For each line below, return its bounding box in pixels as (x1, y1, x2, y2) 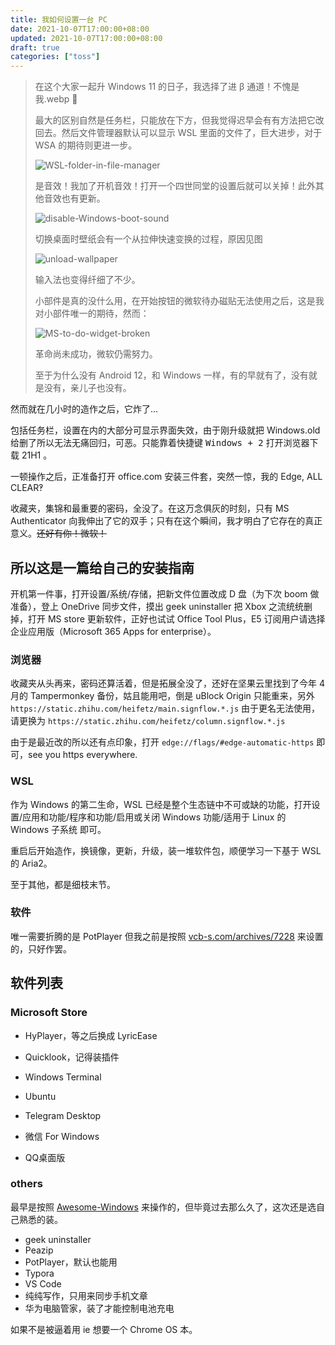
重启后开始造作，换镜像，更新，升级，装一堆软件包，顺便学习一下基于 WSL (10, 844, 322, 856)
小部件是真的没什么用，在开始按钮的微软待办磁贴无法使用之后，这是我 (34, 295, 325, 307)
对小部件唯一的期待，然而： (34, 307, 150, 320)
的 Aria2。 (10, 857, 53, 869)
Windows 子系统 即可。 (10, 823, 107, 835)
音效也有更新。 (43, 192, 106, 205)
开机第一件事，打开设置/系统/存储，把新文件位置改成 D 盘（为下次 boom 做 (10, 587, 320, 600)
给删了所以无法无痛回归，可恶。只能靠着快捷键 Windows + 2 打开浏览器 (10, 437, 310, 449)
